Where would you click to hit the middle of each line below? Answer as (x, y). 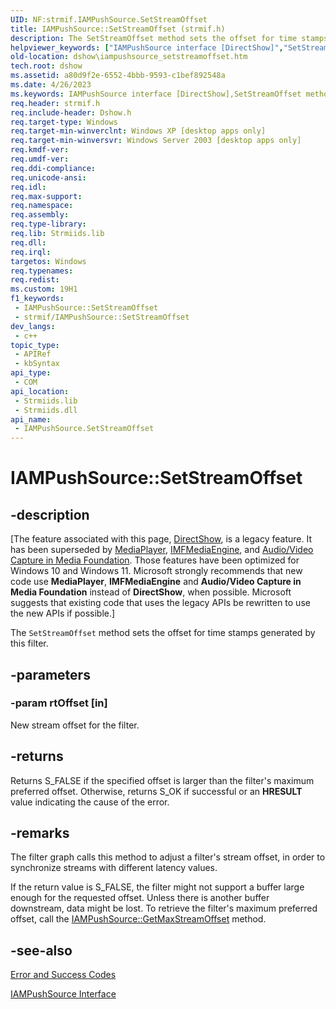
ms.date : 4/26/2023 (51, 85)
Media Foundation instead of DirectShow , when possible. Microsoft (151, 592)
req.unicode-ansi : (48, 177)
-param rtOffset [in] (59, 703)
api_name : (31, 419)
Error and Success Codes (63, 975)
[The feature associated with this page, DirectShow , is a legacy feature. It (161, 539)
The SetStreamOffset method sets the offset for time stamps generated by (163, 633)
